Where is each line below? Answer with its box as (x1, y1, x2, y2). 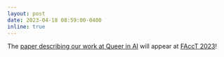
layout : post (7, 10, 46, 17)
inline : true (7, 23, 46, 30)
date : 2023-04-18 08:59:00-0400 (7, 17, 102, 24)
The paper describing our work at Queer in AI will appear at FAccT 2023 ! (7, 42, 218, 51)
